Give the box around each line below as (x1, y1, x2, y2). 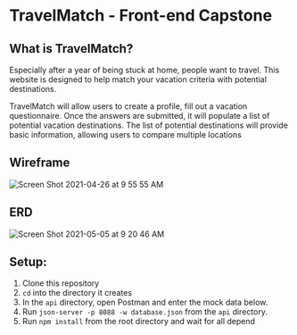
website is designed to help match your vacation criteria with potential (9, 74, 268, 85)
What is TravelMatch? (9, 41, 134, 56)
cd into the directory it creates (21, 288, 132, 298)
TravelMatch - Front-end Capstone (9, 5, 273, 26)
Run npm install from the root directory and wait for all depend (21, 316, 256, 327)
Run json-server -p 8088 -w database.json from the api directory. (21, 306, 268, 317)
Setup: (9, 255, 47, 270)
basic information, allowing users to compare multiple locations (9, 130, 243, 139)
